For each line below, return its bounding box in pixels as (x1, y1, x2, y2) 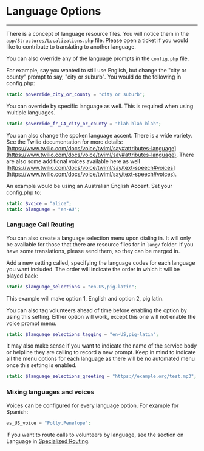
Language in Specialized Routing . (6, 437, 90, 445)
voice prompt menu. (6, 320, 56, 327)
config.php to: (6, 189, 42, 196)
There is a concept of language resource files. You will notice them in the (6, 30, 189, 37)
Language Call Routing (6, 220, 75, 229)
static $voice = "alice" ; (6, 200, 72, 206)
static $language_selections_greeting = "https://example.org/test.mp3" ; (6, 373, 197, 380)
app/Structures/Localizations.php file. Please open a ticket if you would (6, 37, 188, 44)
